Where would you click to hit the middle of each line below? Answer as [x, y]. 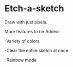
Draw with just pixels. [26, 22]
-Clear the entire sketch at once [36, 50]
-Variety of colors [22, 41]
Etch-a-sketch [34, 9]
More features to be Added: [32, 31]
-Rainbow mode [21, 60]
